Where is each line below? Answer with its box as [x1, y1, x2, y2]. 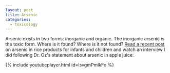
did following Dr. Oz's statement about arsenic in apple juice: [5, 52, 134, 58]
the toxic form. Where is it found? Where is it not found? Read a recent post [5, 41, 165, 47]
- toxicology [10, 21, 38, 27]
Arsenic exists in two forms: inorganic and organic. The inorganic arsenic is [5, 36, 165, 42]
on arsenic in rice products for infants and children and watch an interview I [5, 46, 165, 53]
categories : [5, 17, 31, 22]
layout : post [5, 7, 33, 13]
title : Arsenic [5, 12, 38, 17]
